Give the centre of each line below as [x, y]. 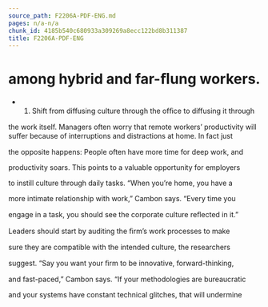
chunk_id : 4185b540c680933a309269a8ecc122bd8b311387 [98, 30]
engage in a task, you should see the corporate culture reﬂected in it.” [123, 215]
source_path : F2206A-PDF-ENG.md [62, 16]
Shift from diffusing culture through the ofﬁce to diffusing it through [143, 111]
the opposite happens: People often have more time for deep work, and [126, 152]
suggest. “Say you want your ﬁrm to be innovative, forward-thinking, [121, 263]
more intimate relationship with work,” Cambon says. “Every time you [122, 199]
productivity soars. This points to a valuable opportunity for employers [124, 168]
